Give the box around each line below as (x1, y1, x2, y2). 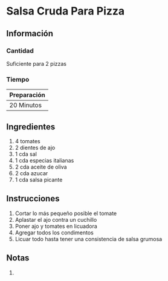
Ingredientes (6, 121, 56, 132)
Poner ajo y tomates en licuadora (15, 222, 98, 230)
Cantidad (6, 47, 34, 55)
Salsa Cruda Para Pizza (6, 4, 125, 18)
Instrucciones (6, 193, 60, 204)
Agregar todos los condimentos (15, 228, 94, 236)
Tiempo (6, 75, 30, 83)
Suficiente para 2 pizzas (6, 60, 66, 67)
